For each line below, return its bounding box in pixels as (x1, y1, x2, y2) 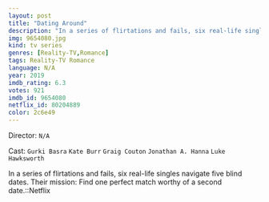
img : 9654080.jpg (8, 34, 66, 42)
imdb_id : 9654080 (8, 94, 66, 102)
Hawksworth (8, 155, 45, 163)
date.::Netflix (8, 186, 50, 195)
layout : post (8, 11, 52, 20)
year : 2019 (8, 71, 45, 79)
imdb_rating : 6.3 (8, 79, 66, 87)
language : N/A (8, 64, 56, 72)
